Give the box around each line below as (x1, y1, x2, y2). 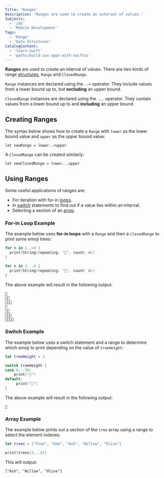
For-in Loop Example (5, 220, 55, 226)
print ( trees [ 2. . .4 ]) (5, 450, 47, 455)
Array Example (5, 416, 41, 422)
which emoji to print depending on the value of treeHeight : (5, 344, 124, 350)
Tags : (5, 30, 16, 35)
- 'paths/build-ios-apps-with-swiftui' (9, 53, 91, 58)
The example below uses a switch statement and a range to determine (5, 339, 147, 345)
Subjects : (5, 16, 25, 21)
